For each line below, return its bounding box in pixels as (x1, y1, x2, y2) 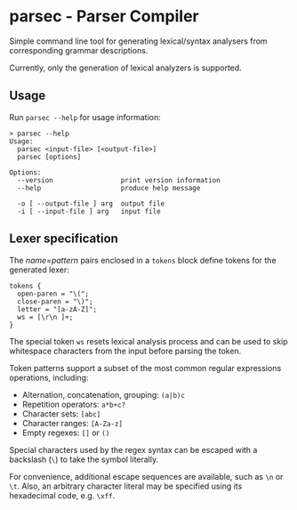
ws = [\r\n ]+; (17, 312, 74, 321)
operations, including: (9, 372, 89, 383)
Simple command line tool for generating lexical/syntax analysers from (9, 36, 269, 46)
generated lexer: (9, 264, 69, 275)
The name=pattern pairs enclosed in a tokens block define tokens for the (9, 255, 277, 265)
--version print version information (17, 175, 221, 184)
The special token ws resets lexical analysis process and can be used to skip (9, 336, 289, 346)
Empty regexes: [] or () (21, 427, 110, 438)
